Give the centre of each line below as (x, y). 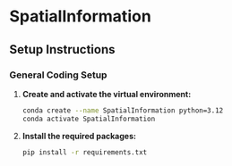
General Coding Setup (58, 75)
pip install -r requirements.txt (85, 152)
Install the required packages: (79, 136)
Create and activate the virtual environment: (107, 94)
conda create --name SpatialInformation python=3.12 (123, 110)
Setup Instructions (62, 50)
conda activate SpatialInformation (89, 119)
